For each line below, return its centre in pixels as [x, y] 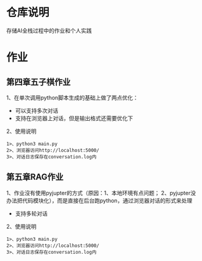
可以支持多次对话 [37, 110]
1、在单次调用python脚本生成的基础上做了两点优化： [72, 98]
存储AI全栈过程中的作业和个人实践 [49, 30]
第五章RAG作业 [35, 177]
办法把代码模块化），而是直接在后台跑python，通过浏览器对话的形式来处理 [99, 200]
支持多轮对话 [31, 213]
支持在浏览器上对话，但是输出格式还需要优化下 [74, 118]
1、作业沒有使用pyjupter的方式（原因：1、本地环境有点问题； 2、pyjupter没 [101, 193]
